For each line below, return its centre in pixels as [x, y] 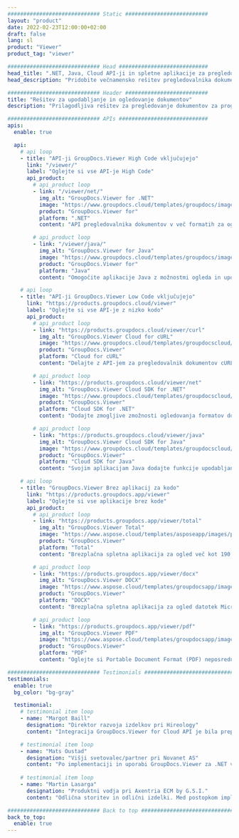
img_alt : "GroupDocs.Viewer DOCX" [90, 581]
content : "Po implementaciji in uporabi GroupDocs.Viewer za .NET [127, 765]
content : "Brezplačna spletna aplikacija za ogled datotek [128, 607]
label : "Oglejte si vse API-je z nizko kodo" [95, 310]
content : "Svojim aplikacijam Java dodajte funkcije [119, 469]
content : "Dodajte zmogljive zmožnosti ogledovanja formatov [131, 416]
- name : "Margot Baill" [55, 719]
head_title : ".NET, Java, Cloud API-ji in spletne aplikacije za [106, 73]
